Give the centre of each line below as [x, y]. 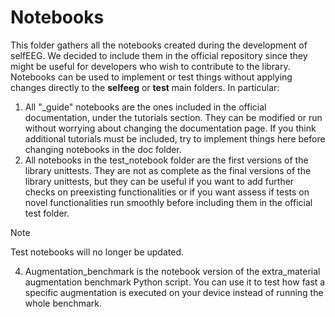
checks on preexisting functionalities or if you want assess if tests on [167, 192]
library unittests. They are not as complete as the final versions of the [168, 170]
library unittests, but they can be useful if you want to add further [159, 181]
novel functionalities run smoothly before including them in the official [168, 202]
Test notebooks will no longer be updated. [97, 252]
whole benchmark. [63, 303]
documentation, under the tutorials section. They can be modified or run [173, 117]
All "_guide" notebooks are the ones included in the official [145, 107]
